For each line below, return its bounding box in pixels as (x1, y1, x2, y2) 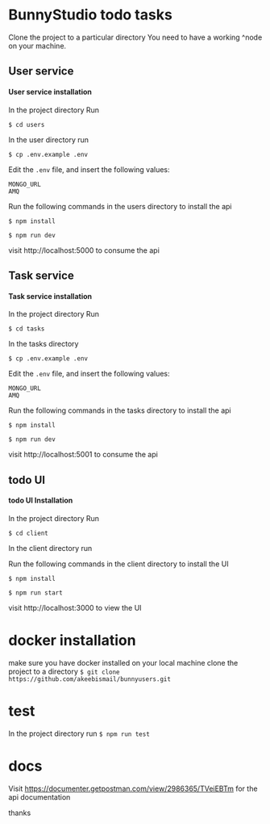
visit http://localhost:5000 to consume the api (8, 245, 160, 255)
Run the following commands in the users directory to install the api (8, 201, 232, 211)
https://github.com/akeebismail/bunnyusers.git (8, 675, 172, 683)
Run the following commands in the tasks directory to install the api (8, 406, 231, 415)
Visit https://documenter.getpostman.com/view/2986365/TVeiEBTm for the (8, 784, 258, 793)
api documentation (8, 792, 71, 801)
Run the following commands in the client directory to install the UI (8, 559, 229, 569)
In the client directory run (8, 543, 93, 553)
